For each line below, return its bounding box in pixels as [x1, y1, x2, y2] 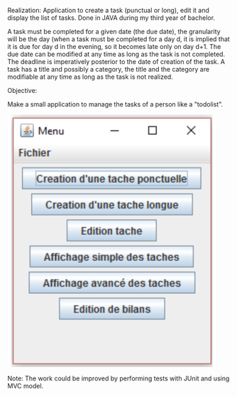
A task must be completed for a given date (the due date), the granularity [7, 28, 221, 35]
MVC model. [7, 382, 44, 390]
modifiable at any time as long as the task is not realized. [7, 72, 174, 81]
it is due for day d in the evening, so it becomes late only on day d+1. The [7, 43, 221, 50]
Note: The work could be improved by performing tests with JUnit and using [7, 374, 230, 383]
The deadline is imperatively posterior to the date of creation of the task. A [7, 57, 226, 66]
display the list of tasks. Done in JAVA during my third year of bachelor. [7, 13, 215, 22]
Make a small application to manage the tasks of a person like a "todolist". [7, 100, 224, 109]
